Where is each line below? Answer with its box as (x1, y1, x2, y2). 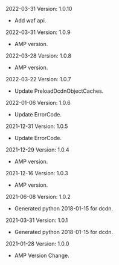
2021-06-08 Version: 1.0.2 (5, 193, 71, 200)
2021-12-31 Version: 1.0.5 (5, 122, 68, 130)
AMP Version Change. (14, 252, 70, 259)
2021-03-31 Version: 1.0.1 (5, 216, 68, 224)
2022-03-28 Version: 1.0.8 (5, 52, 72, 59)
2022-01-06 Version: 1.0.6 (5, 99, 71, 106)
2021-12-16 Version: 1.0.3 (5, 170, 68, 176)
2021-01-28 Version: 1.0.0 (5, 240, 69, 247)
